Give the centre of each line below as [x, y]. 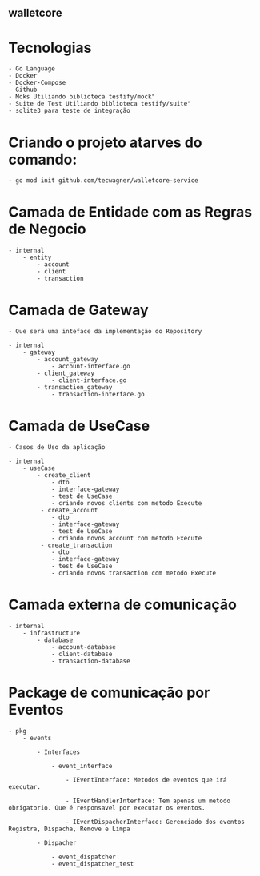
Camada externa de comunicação [123, 605]
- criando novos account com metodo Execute [126, 539]
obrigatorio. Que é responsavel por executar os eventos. [107, 808]
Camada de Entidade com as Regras [130, 212]
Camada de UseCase [79, 426]
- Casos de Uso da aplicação [57, 448]
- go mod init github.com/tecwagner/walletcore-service [103, 181]
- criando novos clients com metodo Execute [126, 504]
